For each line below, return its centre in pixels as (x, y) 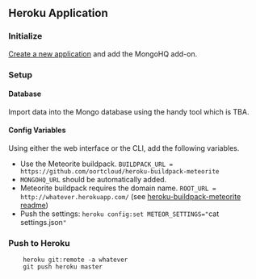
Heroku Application (58, 13)
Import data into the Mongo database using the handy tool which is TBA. (129, 111)
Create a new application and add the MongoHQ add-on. (103, 54)
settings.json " (43, 223)
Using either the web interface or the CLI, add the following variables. (124, 148)
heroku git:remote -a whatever (76, 260)
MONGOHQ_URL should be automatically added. (93, 180)
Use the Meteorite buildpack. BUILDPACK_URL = (97, 164)
